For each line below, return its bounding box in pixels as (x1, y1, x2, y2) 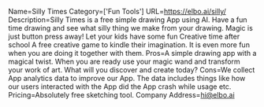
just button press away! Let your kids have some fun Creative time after (8, 31, 240, 41)
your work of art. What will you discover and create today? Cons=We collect (8, 65, 255, 74)
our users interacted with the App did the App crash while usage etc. (8, 82, 232, 91)
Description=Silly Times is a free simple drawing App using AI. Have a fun (8, 15, 247, 24)
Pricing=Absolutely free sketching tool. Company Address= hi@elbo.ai (8, 90, 235, 99)
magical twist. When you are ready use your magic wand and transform (8, 57, 240, 66)
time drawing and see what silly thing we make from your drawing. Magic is (8, 24, 254, 32)
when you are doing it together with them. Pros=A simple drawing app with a (8, 49, 257, 57)
